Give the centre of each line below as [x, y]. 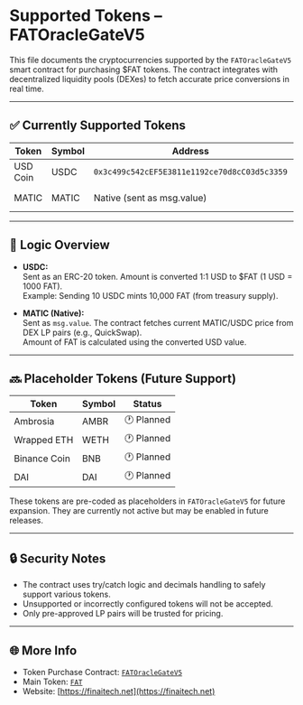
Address [190, 151]
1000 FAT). [42, 286]
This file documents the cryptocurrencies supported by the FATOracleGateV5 [150, 60]
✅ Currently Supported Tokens [98, 126]
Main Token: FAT [52, 682]
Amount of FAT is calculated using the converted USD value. [134, 342]
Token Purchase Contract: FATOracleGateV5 [102, 672]
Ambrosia [34, 421]
